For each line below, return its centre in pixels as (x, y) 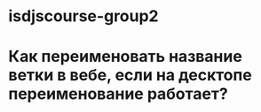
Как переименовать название (126, 57)
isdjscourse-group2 (83, 16)
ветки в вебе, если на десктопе (130, 75)
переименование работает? (118, 94)
